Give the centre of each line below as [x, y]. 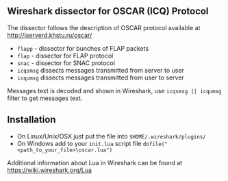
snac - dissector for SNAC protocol [66, 63]
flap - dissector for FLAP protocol [65, 56]
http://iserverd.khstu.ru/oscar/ [50, 35]
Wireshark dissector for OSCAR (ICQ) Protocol [108, 11]
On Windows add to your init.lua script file [79, 143]
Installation [31, 120]
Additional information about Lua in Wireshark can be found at [95, 162]
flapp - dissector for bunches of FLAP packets [83, 48]
